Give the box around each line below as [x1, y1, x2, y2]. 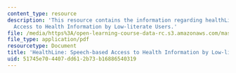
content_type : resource [7, 10, 77, 17]
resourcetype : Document [7, 42, 77, 49]
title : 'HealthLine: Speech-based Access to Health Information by [7, 49, 209, 56]
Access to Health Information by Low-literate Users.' [13, 23, 178, 30]
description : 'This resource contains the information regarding [7, 17, 202, 24]
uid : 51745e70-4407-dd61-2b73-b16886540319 [7, 56, 137, 63]
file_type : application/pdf [7, 36, 90, 43]
